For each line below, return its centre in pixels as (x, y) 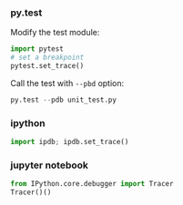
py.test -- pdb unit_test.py (64, 100)
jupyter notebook (50, 165)
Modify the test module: (55, 33)
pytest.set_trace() (47, 66)
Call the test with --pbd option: (67, 83)
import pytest (37, 49)
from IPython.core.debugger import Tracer (92, 184)
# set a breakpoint (47, 58)
